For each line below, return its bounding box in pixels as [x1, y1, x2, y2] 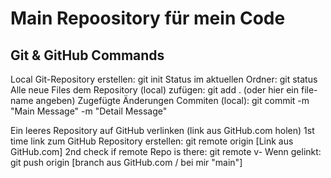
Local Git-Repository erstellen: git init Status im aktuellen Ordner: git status [10, 73, 318, 85]
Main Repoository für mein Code [10, 7, 286, 30]
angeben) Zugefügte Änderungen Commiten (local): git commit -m [35, 95, 310, 106]
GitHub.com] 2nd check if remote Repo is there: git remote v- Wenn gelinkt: [10, 146, 322, 157]
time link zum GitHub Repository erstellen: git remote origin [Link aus [10, 135, 294, 147]
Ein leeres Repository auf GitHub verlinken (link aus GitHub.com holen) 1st [10, 125, 315, 136]
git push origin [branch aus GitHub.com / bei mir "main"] [10, 157, 243, 168]
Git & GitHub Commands [10, 47, 165, 64]
